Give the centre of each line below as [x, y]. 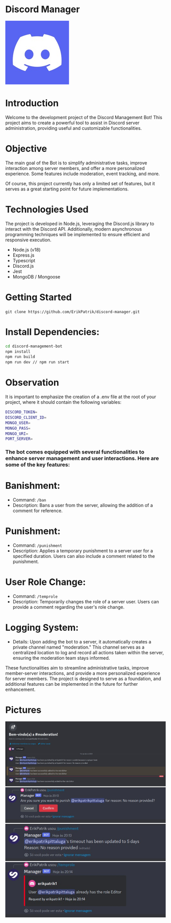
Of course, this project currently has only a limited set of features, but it [80, 183]
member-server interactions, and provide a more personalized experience [83, 673]
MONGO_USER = [18, 423]
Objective [26, 149]
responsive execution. [28, 240]
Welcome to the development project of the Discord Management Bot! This [84, 117]
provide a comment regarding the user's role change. [68, 607]
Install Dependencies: [52, 332]
